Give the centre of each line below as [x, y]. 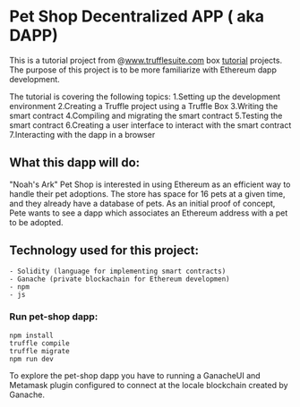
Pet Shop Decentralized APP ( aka [137, 17]
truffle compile [39, 343]
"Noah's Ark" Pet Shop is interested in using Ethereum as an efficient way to [150, 184]
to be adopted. [37, 222]
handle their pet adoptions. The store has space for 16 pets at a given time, [147, 193]
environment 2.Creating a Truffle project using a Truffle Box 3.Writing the [144, 106]
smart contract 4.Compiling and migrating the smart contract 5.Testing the [146, 115]
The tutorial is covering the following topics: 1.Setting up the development [145, 97]
